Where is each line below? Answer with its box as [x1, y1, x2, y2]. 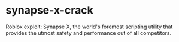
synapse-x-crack [5, 4, 93, 17]
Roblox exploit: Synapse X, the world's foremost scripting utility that [5, 23, 173, 30]
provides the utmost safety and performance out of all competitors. [5, 29, 172, 36]
